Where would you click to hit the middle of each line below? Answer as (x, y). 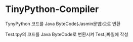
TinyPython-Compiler (52, 9)
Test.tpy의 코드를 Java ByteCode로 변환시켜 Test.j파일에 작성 (67, 34)
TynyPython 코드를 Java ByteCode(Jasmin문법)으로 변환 (63, 23)
